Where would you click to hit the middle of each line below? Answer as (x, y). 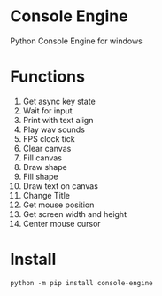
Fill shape (40, 176)
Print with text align (58, 120)
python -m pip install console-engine (81, 283)
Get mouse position (58, 205)
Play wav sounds (54, 129)
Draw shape (45, 167)
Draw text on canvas (60, 186)
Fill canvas (42, 158)
